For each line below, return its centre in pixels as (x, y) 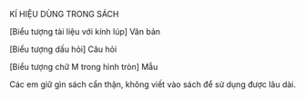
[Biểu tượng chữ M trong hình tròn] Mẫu (84, 67)
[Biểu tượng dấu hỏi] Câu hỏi (63, 49)
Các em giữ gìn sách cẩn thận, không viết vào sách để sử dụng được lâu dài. (153, 84)
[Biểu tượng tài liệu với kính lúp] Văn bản (85, 31)
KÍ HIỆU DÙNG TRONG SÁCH (64, 14)
